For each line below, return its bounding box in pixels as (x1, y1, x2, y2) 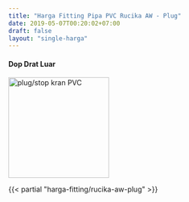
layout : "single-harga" (8, 34, 88, 43)
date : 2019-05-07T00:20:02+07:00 (8, 19, 121, 27)
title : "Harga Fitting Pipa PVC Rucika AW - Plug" (8, 11, 182, 20)
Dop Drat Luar (8, 59, 56, 68)
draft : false (8, 27, 52, 35)
